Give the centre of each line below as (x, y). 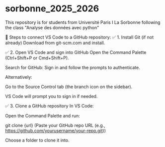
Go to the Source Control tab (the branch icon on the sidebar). (69, 87)
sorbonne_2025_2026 (52, 9)
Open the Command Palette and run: (43, 116)
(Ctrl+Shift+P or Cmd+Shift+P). (37, 58)
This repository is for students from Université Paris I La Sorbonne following (83, 22)
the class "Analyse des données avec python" (52, 27)
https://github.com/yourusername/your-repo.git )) (55, 130)
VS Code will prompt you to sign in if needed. (51, 96)
